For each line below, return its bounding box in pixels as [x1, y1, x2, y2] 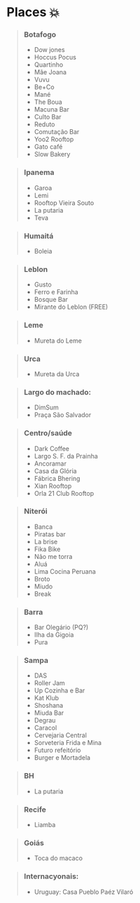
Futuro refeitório [34, 746, 81, 755]
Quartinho [34, 60, 64, 69]
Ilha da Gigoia [34, 631, 74, 639]
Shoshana [34, 701, 64, 710]
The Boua [34, 98, 62, 106]
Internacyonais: [23, 871, 79, 881]
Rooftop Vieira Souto [34, 198, 94, 207]
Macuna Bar [34, 105, 69, 114]
